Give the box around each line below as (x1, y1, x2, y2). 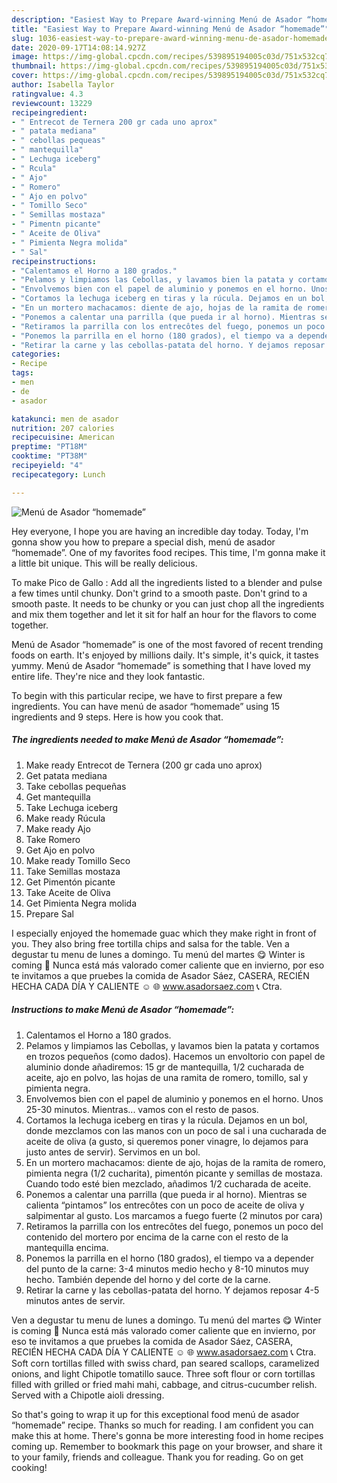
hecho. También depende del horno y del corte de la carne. (25, 1273, 271, 1285)
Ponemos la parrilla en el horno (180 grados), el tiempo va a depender (25, 1252, 315, 1264)
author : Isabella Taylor (11, 80, 115, 90)
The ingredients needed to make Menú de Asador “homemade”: (11, 734, 284, 746)
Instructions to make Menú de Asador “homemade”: (11, 1004, 235, 1016)
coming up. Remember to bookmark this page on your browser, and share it (11, 1440, 323, 1452)
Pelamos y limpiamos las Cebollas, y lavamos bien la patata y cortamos (25, 1039, 320, 1051)
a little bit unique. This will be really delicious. (11, 557, 198, 569)
